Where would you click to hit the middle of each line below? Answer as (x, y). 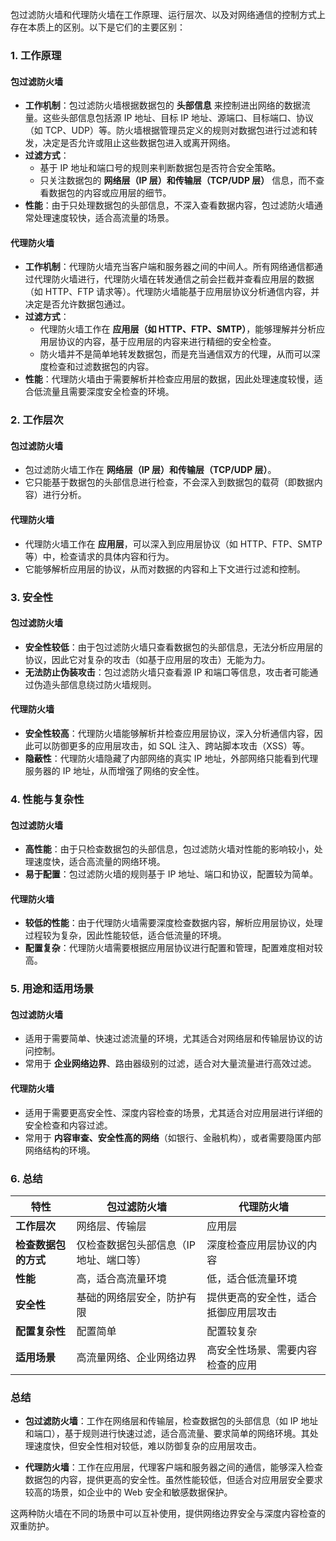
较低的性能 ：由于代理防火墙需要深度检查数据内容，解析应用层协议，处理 (173, 923)
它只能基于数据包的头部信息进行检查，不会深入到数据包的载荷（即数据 (169, 482)
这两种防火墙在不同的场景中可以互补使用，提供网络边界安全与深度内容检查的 (168, 1514)
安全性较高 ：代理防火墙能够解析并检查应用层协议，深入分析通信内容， (169, 733)
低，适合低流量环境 (252, 1278)
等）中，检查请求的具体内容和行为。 (99, 556)
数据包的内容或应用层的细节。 (110, 193)
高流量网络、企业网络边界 (136, 1357)
